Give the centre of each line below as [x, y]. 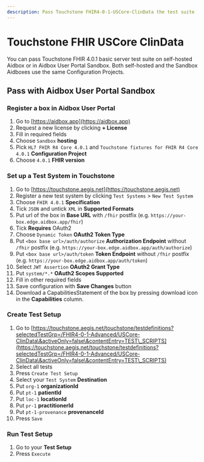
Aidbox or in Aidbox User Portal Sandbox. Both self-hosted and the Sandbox [102, 65]
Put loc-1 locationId [41, 399]
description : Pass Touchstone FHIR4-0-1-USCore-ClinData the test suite [101, 12]
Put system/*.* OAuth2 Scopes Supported [70, 273]
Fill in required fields [41, 134]
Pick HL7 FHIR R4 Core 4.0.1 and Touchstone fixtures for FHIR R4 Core [107, 147]
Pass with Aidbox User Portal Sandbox [81, 91]
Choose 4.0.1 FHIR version [50, 160]
